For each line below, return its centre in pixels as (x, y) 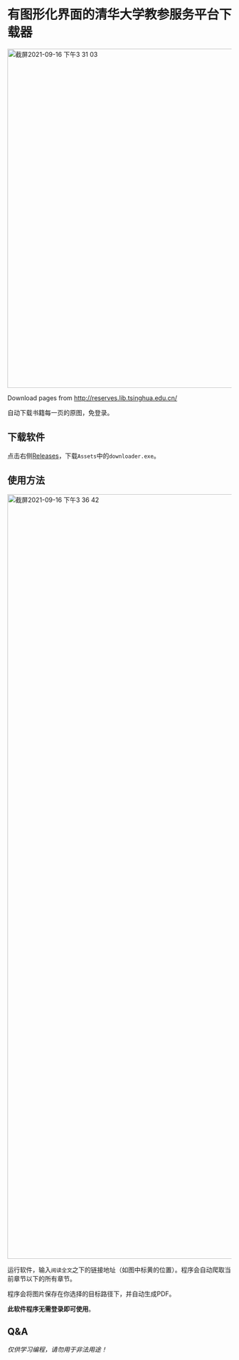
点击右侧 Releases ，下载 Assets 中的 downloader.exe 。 (84, 456)
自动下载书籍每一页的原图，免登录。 (60, 412)
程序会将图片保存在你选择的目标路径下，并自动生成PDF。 (91, 1294)
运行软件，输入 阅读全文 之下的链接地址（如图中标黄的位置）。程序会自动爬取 (116, 1270)
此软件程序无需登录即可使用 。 (51, 1309)
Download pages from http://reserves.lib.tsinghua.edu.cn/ (92, 398)
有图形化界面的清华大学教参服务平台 (113, 15)
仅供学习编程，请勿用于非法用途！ (57, 1349)
